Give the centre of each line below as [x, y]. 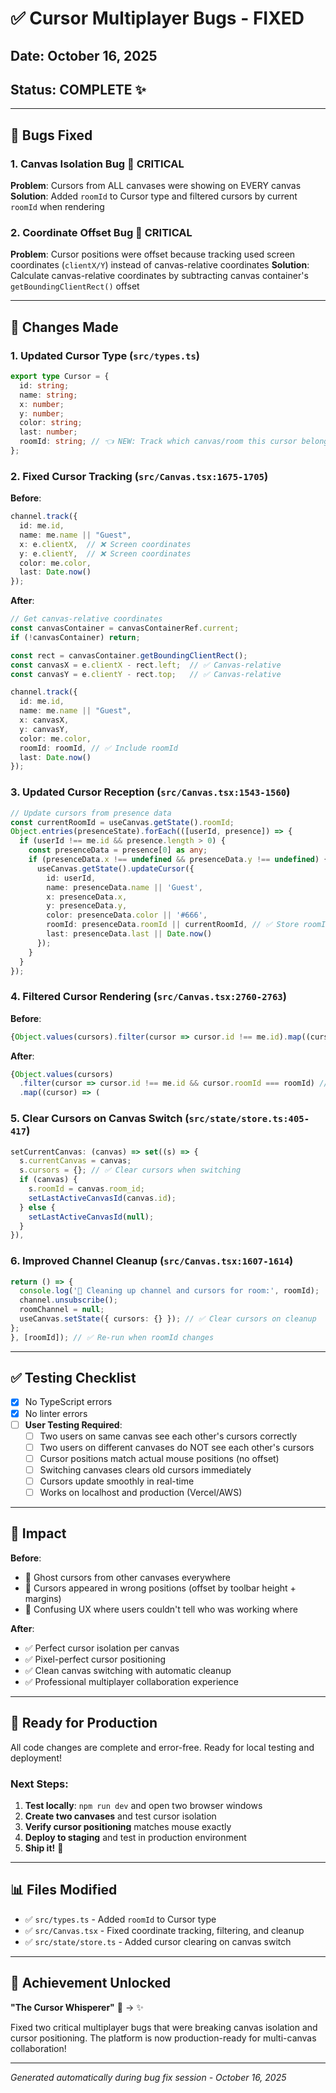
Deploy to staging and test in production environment [135, 1837]
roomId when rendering [57, 207]
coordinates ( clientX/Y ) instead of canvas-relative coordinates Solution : [160, 265]
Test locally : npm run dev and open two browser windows [143, 1805]
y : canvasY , [44, 729]
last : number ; [48, 432]
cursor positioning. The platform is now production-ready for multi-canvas [163, 2038]
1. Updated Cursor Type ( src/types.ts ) [105, 355]
